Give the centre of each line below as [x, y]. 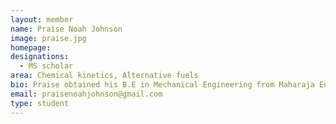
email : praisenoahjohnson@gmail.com [86, 94]
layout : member [42, 19]
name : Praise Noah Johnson [66, 29]
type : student [40, 103]
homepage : [31, 47]
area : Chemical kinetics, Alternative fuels [104, 76]
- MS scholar [46, 66]
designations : [40, 57]
